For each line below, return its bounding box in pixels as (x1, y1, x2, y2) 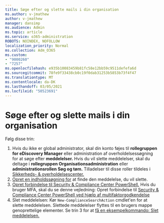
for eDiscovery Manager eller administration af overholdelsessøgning (12, 150, 153, 156)
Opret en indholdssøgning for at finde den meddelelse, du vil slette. (12, 176, 148, 183)
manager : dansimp (5, 20, 41, 26)
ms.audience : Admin (5, 25, 45, 30)
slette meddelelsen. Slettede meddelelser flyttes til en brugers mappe (12, 203, 152, 208)
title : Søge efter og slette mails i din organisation (5, 7, 119, 12)
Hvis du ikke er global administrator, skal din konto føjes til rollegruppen (12, 146, 158, 151)
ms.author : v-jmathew (5, 12, 49, 17)
